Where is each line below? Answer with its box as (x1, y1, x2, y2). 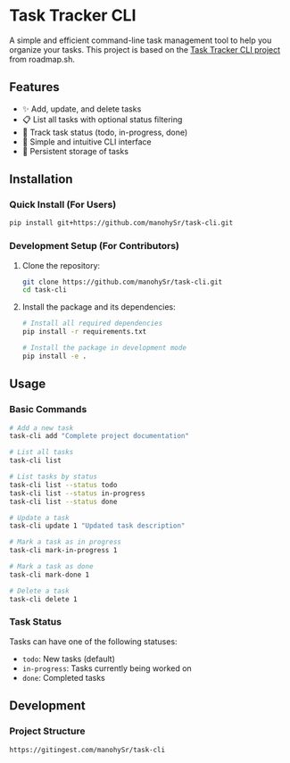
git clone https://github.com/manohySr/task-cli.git (21, 278, 223, 286)
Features (9, 79, 60, 95)
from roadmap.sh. (9, 54, 76, 64)
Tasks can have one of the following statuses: (9, 635, 178, 647)
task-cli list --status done (9, 497, 118, 506)
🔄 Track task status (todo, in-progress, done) (21, 127, 188, 137)
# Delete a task (9, 586, 70, 595)
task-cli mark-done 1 (9, 570, 90, 579)
